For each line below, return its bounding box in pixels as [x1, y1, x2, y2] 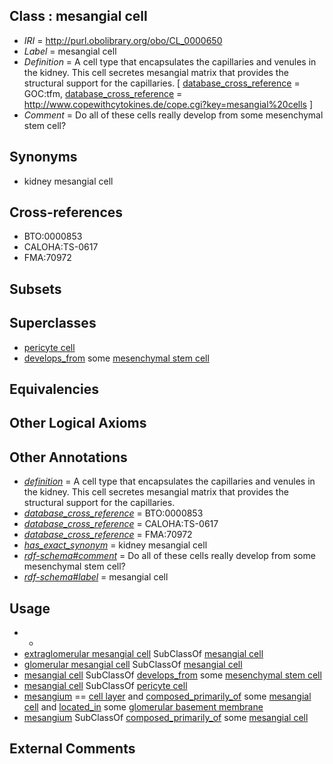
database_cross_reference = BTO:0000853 [23, 507, 204, 519]
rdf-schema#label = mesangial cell [23, 571, 169, 583]
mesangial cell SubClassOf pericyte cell [23, 680, 188, 692]
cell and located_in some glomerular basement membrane [23, 701, 264, 713]
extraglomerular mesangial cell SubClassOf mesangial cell [23, 648, 264, 660]
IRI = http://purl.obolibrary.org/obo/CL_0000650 [23, 34, 223, 46]
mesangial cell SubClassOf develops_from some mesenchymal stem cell [23, 669, 322, 681]
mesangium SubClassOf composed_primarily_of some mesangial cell [23, 712, 309, 724]
